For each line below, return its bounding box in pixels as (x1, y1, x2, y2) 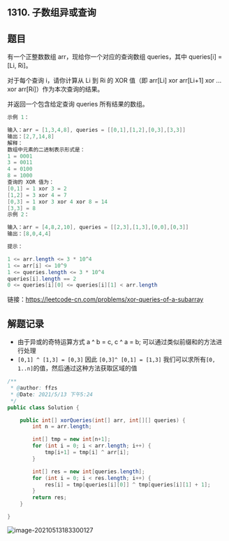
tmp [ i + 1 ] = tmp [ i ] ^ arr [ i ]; (44, 449, 130, 456)
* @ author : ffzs (10, 385, 58, 392)
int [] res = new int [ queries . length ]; (32, 468, 145, 475)
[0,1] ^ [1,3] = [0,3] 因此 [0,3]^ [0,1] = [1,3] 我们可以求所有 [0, (17, 355, 216, 364)
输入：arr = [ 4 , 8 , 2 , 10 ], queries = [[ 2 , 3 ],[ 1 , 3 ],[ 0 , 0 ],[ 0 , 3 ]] (7, 224, 189, 231)
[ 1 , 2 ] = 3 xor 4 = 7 (7, 191, 68, 198)
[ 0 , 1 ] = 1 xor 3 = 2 (7, 185, 68, 192)
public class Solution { (7, 404, 80, 411)
